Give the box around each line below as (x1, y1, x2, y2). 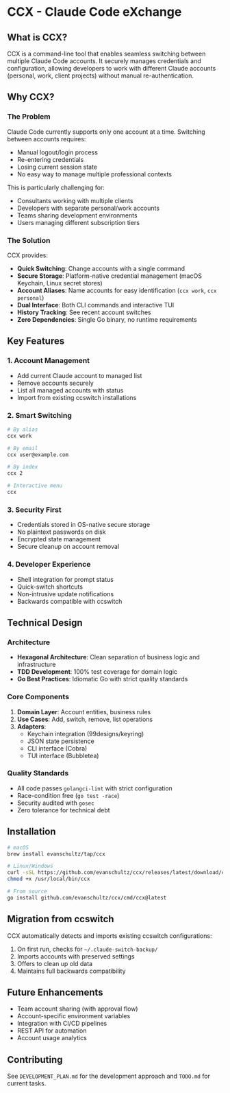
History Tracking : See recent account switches (16, 308, 152, 316)
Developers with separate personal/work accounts (16, 204, 159, 212)
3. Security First (7, 505, 62, 515)
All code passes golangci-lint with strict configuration (16, 784, 172, 792)
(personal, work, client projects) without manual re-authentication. (7, 71, 194, 80)
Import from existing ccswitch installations (16, 393, 137, 401)
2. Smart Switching (7, 410, 72, 420)
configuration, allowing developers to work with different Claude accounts (7, 64, 216, 72)
